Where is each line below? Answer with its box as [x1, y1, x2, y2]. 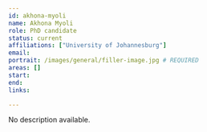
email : [8, 49, 30, 57]
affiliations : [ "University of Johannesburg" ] [8, 42, 167, 50]
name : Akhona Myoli [8, 19, 74, 27]
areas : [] [8, 64, 42, 72]
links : [8, 86, 30, 94]
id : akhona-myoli [8, 11, 67, 20]
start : [8, 71, 30, 79]
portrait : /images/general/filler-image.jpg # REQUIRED [8, 57, 199, 65]
